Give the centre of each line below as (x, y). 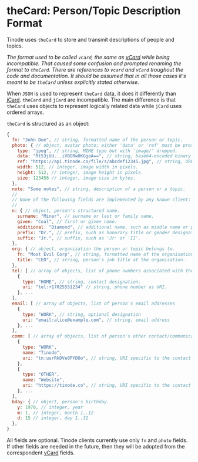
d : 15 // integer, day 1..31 (53, 418)
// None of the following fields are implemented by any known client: (102, 200)
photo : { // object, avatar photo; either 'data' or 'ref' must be (96, 145)
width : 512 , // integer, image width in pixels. (78, 167)
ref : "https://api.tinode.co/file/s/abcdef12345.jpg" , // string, (100, 162)
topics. (15, 46)
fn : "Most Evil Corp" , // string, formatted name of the (88, 254)
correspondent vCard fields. (41, 453)
